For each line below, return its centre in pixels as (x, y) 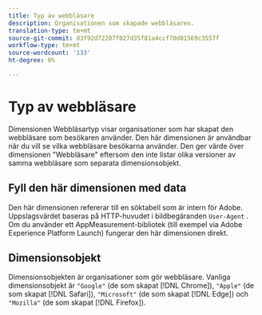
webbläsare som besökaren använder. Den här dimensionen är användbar (130, 138)
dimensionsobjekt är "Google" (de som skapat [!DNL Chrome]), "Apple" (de (131, 285)
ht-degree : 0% (32, 61)
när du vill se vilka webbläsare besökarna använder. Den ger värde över (126, 146)
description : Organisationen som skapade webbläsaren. (101, 23)
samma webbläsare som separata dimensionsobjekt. (95, 163)
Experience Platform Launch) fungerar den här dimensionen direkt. (119, 233)
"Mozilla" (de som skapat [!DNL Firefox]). (77, 303)
